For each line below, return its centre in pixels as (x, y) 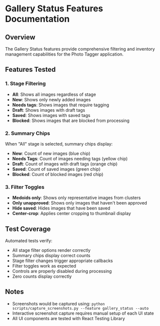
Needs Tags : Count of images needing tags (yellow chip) (70, 158)
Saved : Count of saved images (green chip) (56, 169)
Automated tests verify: (29, 241)
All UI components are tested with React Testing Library (68, 318)
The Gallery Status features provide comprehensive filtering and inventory (80, 49)
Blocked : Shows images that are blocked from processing (71, 120)
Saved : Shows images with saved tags (51, 115)
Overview (20, 37)
